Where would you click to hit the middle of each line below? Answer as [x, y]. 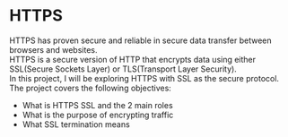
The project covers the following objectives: [91, 88]
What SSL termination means [76, 124]
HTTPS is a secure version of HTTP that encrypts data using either [133, 59]
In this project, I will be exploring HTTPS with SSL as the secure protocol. [144, 78]
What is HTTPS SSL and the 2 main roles [97, 105]
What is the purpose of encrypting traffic [98, 115]
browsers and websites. [53, 49]
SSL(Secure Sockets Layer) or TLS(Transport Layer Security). [123, 69]
